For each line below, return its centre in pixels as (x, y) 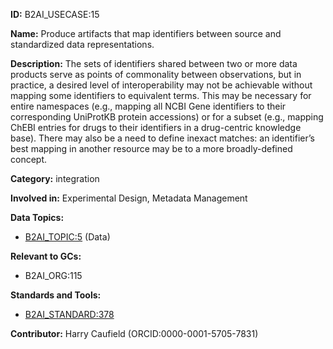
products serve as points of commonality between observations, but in (156, 74)
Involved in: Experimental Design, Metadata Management (129, 198)
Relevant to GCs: (46, 256)
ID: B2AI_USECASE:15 (55, 14)
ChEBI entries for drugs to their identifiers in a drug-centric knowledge (156, 127)
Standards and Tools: (56, 295)
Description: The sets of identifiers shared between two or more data (154, 63)
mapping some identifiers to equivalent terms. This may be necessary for (161, 95)
